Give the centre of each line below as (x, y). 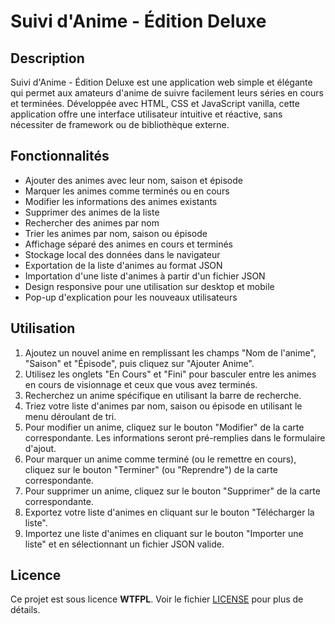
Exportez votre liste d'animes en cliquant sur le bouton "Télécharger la (169, 512)
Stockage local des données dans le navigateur (122, 254)
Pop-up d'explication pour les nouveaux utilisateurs (131, 297)
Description (47, 58)
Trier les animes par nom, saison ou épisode (116, 233)
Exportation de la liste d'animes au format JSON (123, 265)
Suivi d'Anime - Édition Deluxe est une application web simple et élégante (161, 82)
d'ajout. (40, 448)
